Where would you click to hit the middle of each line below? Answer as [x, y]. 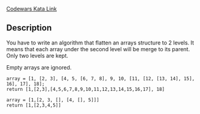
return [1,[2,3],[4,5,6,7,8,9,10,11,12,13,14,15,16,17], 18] [86, 89]
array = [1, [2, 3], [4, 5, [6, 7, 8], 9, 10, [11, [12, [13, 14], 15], [101, 79]
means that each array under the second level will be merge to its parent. [98, 49]
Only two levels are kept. [37, 55]
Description [29, 28]
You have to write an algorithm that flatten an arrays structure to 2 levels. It [100, 43]
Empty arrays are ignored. [39, 67]
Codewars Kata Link [31, 9]
